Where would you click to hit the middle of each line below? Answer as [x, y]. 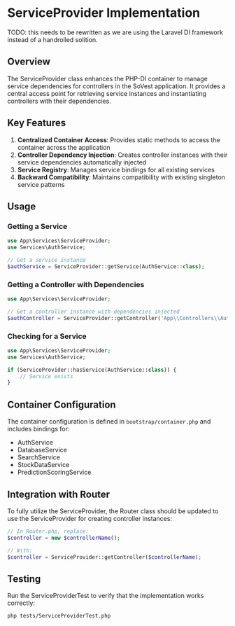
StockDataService [43, 465]
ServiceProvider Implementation [104, 13]
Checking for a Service [47, 336]
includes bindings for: [38, 429]
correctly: [21, 603]
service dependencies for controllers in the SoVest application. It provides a [116, 86]
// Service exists [47, 376]
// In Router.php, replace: [48, 531]
